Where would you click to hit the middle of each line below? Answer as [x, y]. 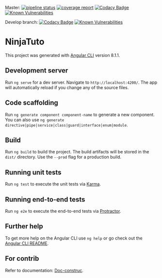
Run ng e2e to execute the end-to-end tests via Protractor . [63, 211]
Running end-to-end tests [45, 199]
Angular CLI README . [27, 243]
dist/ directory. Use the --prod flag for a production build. [63, 157]
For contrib [22, 259]
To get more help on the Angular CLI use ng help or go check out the [74, 238]
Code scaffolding [32, 103]
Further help [24, 226]
